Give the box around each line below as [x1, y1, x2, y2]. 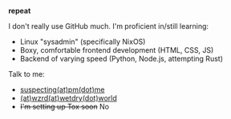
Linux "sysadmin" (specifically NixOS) [19, 37, 146, 46]
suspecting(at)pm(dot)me [19, 85, 105, 94]
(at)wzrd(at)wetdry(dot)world [19, 93, 118, 102]
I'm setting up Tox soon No [19, 102, 110, 111]
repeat [8, 6, 31, 15]
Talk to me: [8, 69, 46, 78]
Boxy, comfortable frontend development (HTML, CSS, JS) [19, 46, 214, 54]
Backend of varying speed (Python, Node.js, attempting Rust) [19, 54, 223, 63]
